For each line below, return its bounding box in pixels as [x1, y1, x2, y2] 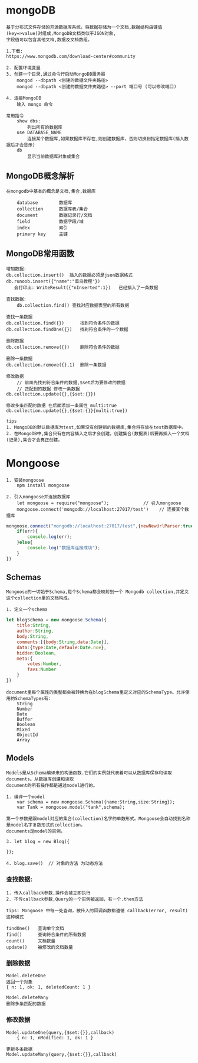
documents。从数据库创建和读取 [6, 776, 74, 782]
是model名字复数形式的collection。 [6, 822, 85, 828]
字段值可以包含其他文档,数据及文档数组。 [6, 37, 93, 43]
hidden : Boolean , [16, 650, 57, 656]
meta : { [16, 656, 33, 662]
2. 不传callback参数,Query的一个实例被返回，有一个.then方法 [6, 896, 143, 902]
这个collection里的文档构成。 [6, 595, 72, 601]
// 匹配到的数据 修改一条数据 [16, 385, 80, 392]
